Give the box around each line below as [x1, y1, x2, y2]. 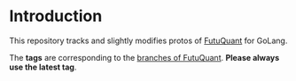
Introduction [9, 6, 103, 26]
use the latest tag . [9, 62, 77, 72]
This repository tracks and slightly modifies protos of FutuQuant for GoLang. [9, 35, 288, 46]
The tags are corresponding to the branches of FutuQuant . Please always [9, 52, 280, 63]
